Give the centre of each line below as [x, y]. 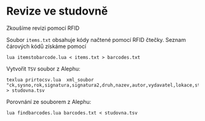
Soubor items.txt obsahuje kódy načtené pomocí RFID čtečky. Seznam [96, 40]
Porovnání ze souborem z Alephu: [49, 102]
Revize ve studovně [57, 11]
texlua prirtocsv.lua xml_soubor [50, 80]
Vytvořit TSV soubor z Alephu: [43, 69]
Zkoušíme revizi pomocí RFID [43, 28]
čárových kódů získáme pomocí [46, 46]
